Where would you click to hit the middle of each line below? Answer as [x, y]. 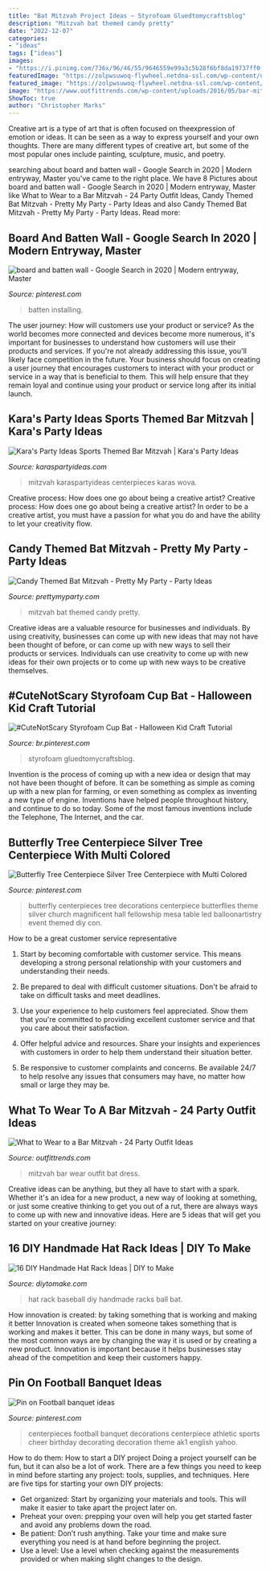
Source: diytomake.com [48, 1283]
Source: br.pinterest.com [49, 743]
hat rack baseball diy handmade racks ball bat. [105, 1299]
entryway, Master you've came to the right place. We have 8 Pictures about [133, 179]
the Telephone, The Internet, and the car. [76, 817]
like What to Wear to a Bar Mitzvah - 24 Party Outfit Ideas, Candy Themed [131, 196]
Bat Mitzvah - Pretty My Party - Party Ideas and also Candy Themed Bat [128, 204]
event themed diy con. [65, 923]
